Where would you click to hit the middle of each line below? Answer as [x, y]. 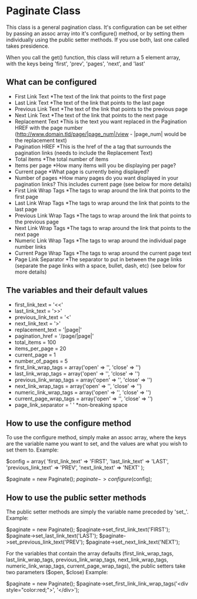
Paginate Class [44, 11]
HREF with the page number [49, 127]
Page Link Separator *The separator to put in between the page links [98, 259]
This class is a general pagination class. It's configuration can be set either [97, 27]
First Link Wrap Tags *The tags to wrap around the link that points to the [102, 190]
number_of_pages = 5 [41, 361]
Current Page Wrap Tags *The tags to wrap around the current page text [103, 253]
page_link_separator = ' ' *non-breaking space [71, 404]
